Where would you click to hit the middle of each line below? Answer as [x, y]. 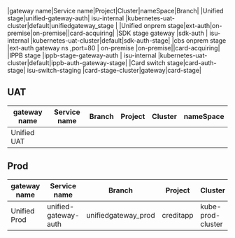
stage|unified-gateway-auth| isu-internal [66, 18]
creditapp [178, 215]
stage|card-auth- [192, 63]
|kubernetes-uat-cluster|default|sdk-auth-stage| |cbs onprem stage [128, 41]
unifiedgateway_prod [121, 215]
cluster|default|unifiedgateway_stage [60, 26]
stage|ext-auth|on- [195, 26]
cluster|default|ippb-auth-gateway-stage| [67, 63]
